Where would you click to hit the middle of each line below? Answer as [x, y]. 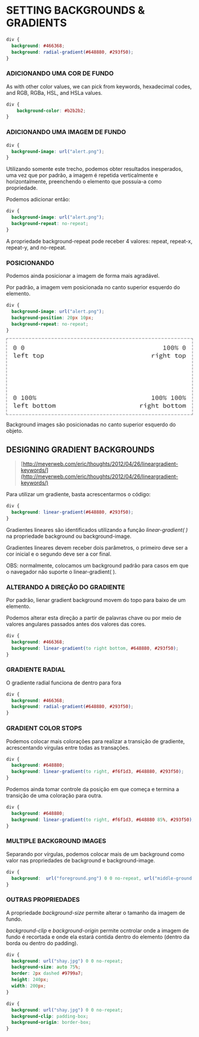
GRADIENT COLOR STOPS [44, 728]
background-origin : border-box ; [52, 1022]
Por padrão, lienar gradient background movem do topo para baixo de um [96, 600]
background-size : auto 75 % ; [46, 967]
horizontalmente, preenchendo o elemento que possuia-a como [84, 182]
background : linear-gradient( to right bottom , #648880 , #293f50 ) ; [95, 648]
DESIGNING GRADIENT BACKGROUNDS [81, 450]
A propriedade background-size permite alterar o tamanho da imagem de [96, 912]
